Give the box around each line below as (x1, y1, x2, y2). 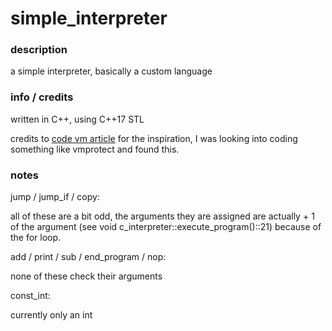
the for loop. (10, 232, 62, 244)
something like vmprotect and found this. (10, 143, 180, 155)
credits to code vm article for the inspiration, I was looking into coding (10, 132, 298, 144)
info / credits (10, 90, 74, 104)
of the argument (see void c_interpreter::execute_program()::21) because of (10, 221, 322, 233)
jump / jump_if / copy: (10, 191, 100, 203)
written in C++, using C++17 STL (10, 113, 145, 125)
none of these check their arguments (10, 270, 163, 282)
